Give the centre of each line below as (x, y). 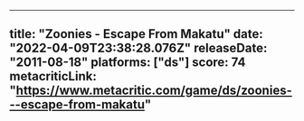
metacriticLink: (53, 76)
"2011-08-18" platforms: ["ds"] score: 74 (128, 63)
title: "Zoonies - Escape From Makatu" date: (137, 34)
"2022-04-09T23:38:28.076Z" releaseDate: (138, 48)
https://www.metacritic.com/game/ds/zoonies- (154, 91)
